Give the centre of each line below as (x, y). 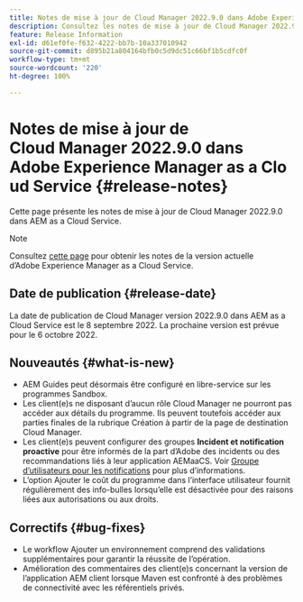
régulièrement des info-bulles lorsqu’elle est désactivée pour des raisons (158, 490)
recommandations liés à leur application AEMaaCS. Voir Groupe (141, 461)
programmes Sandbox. (65, 394)
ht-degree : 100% (40, 77)
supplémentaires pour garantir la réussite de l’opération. (126, 559)
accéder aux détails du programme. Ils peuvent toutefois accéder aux (151, 413)
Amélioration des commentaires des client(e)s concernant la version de (155, 569)
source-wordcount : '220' (56, 68)
